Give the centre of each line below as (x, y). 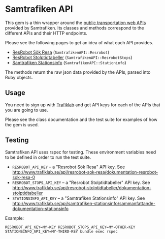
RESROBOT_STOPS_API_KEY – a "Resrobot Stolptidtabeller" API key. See (81, 182)
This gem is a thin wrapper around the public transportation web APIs (76, 23)
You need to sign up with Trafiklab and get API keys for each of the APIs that (83, 105)
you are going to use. (27, 110)
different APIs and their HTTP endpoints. (46, 33)
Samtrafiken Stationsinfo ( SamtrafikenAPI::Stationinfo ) (69, 62)
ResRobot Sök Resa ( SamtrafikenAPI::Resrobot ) (61, 52)
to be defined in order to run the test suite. (48, 157)
